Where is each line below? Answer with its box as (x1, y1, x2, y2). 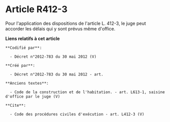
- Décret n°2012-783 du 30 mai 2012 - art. (10, 72, 103, 77)
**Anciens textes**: (5, 80, 49, 86)
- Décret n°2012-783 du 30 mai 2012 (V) (10, 54, 97, 59)
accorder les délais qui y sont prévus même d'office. (5, 25, 116, 31)
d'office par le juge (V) (5, 94, 60, 99)
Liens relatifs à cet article (5, 35, 60, 42)
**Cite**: (5, 103, 26, 108)
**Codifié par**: (5, 45, 42, 50)
